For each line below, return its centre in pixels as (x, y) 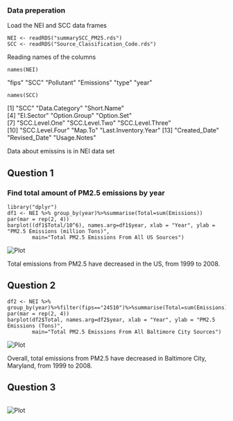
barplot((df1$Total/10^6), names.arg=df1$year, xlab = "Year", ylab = (111, 225)
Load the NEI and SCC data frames (57, 26)
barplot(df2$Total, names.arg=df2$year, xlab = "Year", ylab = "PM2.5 (111, 320)
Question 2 (32, 285)
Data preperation (36, 10)
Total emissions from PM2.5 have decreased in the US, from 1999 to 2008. (114, 264)
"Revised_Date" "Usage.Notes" (52, 138)
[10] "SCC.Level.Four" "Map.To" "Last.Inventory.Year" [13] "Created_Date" (113, 130)
